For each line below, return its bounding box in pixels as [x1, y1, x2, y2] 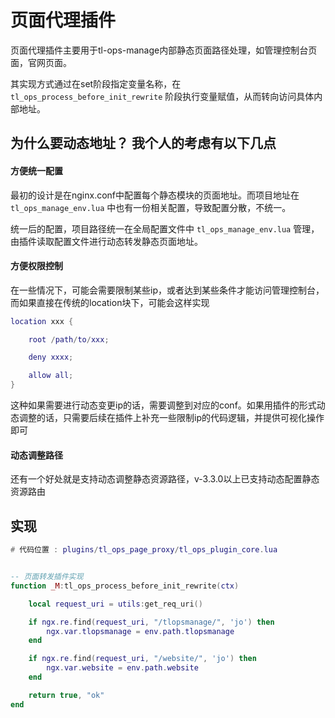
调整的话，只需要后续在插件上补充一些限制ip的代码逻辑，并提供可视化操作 [18, 412, 325, 424]
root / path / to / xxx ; [28, 334, 110, 345]
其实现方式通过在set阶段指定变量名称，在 [10, 77, 182, 90]
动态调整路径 [10, 449, 63, 461]
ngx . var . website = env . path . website [46, 663, 199, 673]
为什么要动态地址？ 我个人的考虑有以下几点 [10, 135, 277, 152]
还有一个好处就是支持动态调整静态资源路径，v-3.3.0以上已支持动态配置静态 [10, 473, 320, 485]
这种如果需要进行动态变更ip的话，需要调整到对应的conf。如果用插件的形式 [10, 399, 317, 411]
